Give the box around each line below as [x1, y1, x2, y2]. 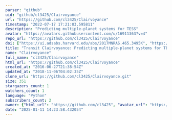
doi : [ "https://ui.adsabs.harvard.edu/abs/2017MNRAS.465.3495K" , [5, 41, 147, 46]
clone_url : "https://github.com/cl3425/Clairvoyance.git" [5, 74, 132, 79]
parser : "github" [5, 7, 42, 13]
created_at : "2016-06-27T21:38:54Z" [5, 64, 83, 69]
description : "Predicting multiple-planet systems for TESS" [5, 27, 139, 32]
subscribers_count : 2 [5, 98, 52, 103]
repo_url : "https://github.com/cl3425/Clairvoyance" [5, 36, 120, 41]
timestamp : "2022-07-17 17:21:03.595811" [5, 21, 95, 27]
